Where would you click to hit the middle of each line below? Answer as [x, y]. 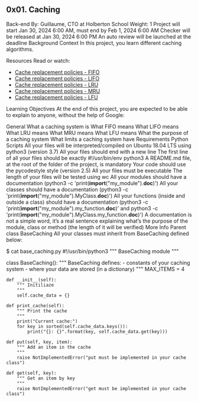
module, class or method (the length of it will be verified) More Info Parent [96, 227]
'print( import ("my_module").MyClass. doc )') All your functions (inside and [95, 195]
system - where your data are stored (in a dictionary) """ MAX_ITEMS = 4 [95, 269]
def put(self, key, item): [39, 342]
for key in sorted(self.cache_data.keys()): [72, 326]
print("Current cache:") [47, 321]
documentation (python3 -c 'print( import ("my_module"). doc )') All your [92, 183]
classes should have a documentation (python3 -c [67, 189]
